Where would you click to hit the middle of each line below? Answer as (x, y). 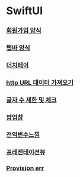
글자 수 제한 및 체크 (31, 100)
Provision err (25, 168)
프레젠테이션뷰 (26, 152)
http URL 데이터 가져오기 (40, 82)
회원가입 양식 (24, 31)
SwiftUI (25, 11)
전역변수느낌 (23, 134)
